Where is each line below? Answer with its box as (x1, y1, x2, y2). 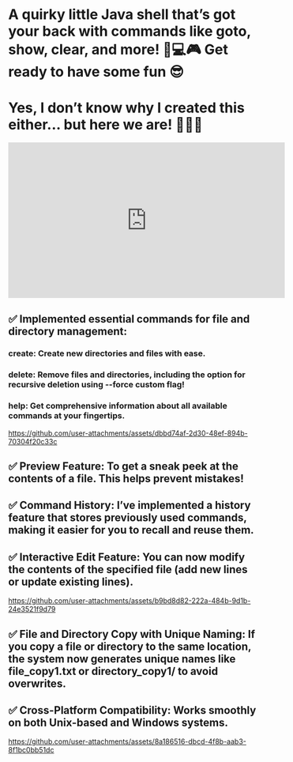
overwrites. (8, 677, 66, 690)
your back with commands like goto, (8, 22, 251, 40)
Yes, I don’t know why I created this (8, 99, 245, 117)
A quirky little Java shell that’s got (8, 6, 236, 24)
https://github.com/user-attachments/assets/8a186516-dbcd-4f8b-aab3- (8, 737, 246, 746)
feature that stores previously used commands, (8, 511, 247, 525)
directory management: (8, 324, 128, 338)
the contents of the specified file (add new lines (8, 563, 248, 576)
